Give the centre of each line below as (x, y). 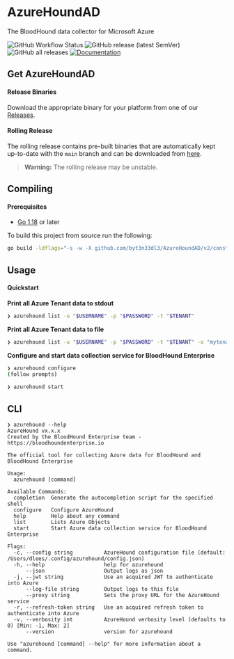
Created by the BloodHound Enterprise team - (74, 437)
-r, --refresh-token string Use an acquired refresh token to (109, 607)
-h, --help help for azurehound (88, 564)
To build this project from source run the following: (80, 236)
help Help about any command (67, 516)
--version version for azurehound (99, 632)
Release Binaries (32, 92)
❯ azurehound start (36, 387)
